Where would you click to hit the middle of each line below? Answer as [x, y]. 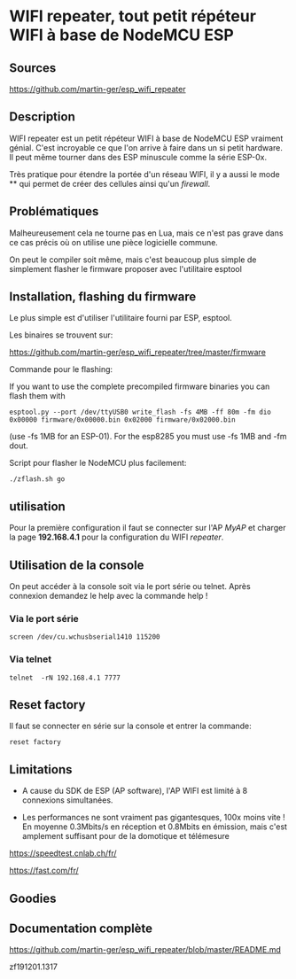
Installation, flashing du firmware [103, 297]
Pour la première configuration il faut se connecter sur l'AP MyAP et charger [148, 528]
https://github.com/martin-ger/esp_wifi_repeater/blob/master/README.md [145, 950]
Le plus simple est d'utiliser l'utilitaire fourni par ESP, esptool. [121, 318]
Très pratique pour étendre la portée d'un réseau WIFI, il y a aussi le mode [145, 174]
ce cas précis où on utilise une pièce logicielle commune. [114, 242]
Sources [33, 68]
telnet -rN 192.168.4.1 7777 [65, 678]
